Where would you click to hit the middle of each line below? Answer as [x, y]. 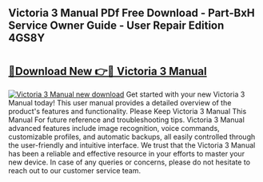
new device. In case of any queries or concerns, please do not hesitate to [129, 162]
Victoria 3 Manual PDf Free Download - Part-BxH [132, 13]
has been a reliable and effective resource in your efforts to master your [127, 154]
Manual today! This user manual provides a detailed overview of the [120, 103]
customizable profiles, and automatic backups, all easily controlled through [132, 136]
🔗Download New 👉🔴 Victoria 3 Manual [108, 71]
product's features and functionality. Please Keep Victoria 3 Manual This [128, 111]
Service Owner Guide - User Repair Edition [116, 26]
